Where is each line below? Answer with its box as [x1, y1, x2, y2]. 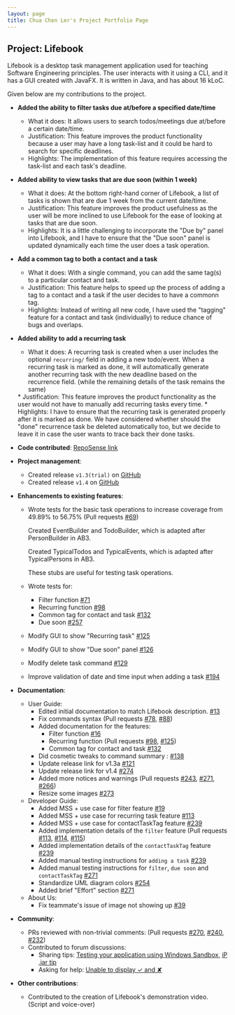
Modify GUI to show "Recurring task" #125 [27, 632, 150, 640]
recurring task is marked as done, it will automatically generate [27, 363, 209, 371]
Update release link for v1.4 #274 [38, 767, 134, 776]
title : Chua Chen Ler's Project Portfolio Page [7, 17, 149, 24]
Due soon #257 [38, 618, 83, 627]
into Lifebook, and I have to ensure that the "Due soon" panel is [27, 234, 211, 242]
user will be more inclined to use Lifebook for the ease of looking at [27, 211, 222, 220]
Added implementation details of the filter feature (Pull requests [38, 826, 227, 835]
